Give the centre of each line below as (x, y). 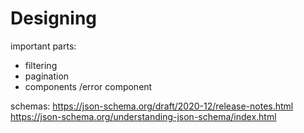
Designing (54, 18)
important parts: (43, 46)
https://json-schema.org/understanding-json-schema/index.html (143, 116)
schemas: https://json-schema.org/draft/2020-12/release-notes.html (152, 106)
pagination (47, 76)
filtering (41, 65)
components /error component (88, 86)
